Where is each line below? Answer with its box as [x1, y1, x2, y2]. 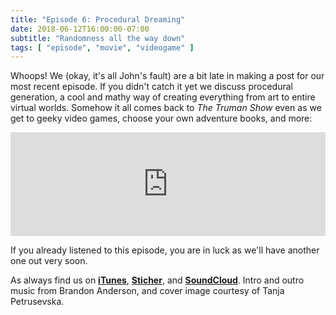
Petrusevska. [10, 296, 65, 308]
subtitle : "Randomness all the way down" [10, 33, 186, 43]
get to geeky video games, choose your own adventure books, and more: [10, 112, 313, 125]
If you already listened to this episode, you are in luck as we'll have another [10, 244, 320, 256]
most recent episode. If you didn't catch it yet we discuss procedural [10, 81, 293, 93]
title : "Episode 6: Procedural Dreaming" [10, 14, 186, 25]
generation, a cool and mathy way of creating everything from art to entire [10, 91, 316, 103]
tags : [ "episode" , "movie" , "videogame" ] [10, 42, 195, 53]
